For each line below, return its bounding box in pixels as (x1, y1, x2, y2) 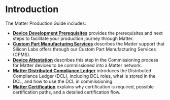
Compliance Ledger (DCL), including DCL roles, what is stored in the (12, 73, 156, 79)
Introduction (5, 4, 59, 15)
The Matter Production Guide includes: (5, 20, 86, 26)
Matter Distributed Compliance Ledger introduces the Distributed (12, 67, 151, 74)
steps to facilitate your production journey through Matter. (12, 35, 134, 41)
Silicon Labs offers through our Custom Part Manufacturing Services (12, 46, 156, 52)
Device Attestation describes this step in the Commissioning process (12, 57, 158, 63)
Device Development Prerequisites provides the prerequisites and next (12, 30, 163, 36)
